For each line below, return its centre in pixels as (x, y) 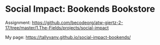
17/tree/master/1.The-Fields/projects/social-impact (57, 27)
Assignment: (18, 22)
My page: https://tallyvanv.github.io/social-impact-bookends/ (68, 37)
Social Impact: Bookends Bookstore (80, 9)
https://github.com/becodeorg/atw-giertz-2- (77, 22)
